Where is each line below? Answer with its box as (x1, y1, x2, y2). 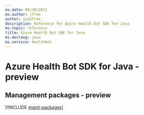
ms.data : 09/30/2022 (5, 7, 48, 12)
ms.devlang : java (5, 35, 41, 40)
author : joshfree (5, 16, 41, 21)
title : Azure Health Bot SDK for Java (5, 30, 85, 35)
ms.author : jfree (5, 12, 41, 17)
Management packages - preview (5, 91, 111, 100)
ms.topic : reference (5, 26, 48, 31)
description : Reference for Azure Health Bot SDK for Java (5, 21, 130, 26)
